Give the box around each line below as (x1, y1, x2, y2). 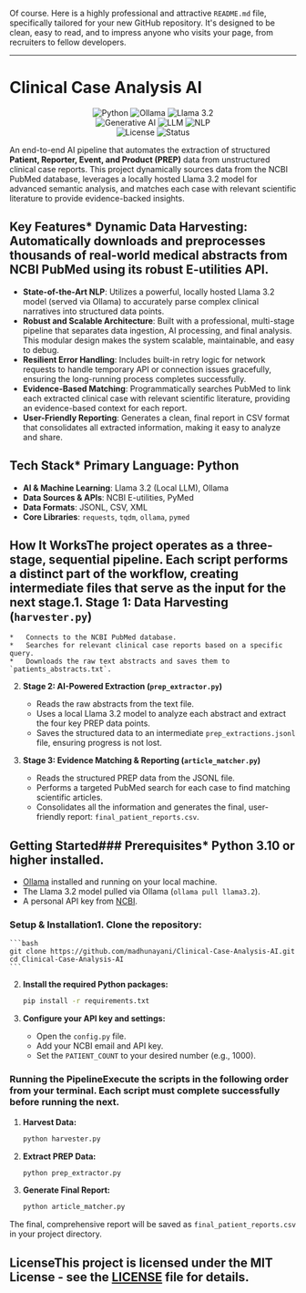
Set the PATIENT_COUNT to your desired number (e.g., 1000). (36, 1050, 257, 1061)
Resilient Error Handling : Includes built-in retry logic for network (22, 354, 266, 365)
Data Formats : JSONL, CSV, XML (22, 502, 148, 512)
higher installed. (9, 852, 105, 867)
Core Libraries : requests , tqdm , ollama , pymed (22, 511, 190, 522)
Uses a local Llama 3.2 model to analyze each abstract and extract (36, 709, 287, 719)
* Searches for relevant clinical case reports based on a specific (9, 641, 283, 650)
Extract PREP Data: (22, 1151, 97, 1162)
